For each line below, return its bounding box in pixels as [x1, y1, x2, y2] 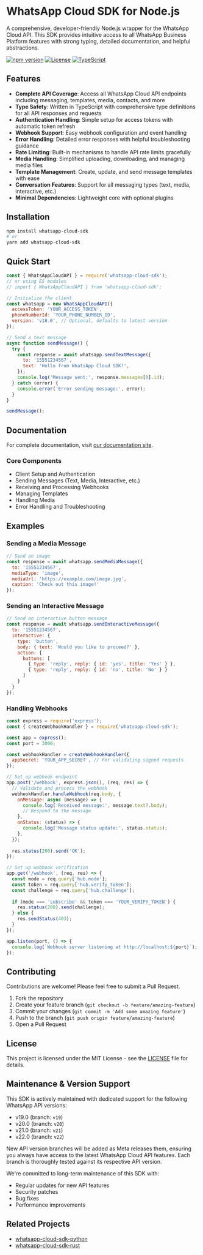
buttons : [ [22, 655, 51, 662]
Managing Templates [15, 490, 68, 497]
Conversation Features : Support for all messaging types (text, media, [15, 181, 191, 188]
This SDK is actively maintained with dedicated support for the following [6, 1095, 188, 1103]
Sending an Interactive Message [6, 602, 104, 610]
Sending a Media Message [6, 539, 87, 547]
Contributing [6, 966, 56, 977]
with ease [15, 174, 40, 182]
